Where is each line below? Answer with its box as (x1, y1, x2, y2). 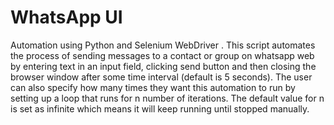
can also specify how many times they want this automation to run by (10, 81, 296, 93)
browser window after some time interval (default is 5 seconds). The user (10, 71, 313, 83)
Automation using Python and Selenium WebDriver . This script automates (10, 39, 316, 51)
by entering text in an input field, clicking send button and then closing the (10, 60, 317, 72)
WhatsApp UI (10, 6, 123, 29)
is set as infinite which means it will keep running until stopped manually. (10, 102, 310, 115)
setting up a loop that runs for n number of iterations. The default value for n (10, 92, 325, 104)
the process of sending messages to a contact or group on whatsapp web (10, 49, 315, 61)
